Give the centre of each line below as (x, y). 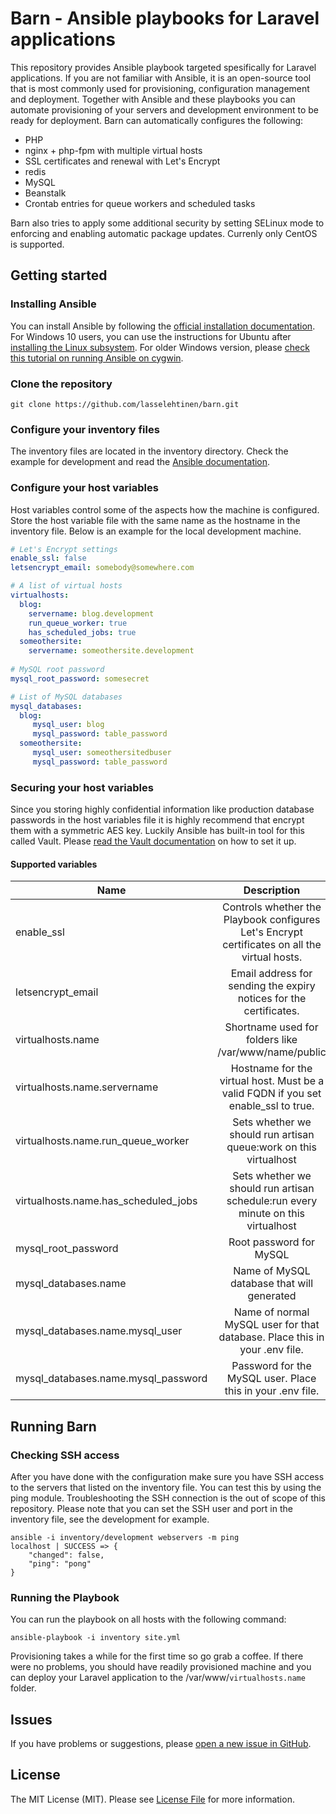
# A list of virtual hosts (66, 586)
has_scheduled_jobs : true (82, 632)
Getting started (59, 275)
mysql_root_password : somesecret (80, 678)
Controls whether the (271, 907)
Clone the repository (61, 384)
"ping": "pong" (60, 1563)
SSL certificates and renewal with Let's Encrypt (122, 161)
